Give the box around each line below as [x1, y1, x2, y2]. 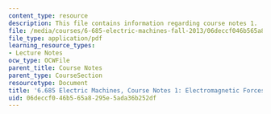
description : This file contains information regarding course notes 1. [8, 19, 258, 27]
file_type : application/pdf [8, 34, 103, 43]
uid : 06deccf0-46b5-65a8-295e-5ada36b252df [8, 94, 157, 102]
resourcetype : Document [8, 79, 89, 87]
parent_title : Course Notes [8, 64, 103, 72]
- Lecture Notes [8, 49, 63, 57]
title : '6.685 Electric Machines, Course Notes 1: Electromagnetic [8, 86, 240, 95]
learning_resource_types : [8, 42, 95, 50]
